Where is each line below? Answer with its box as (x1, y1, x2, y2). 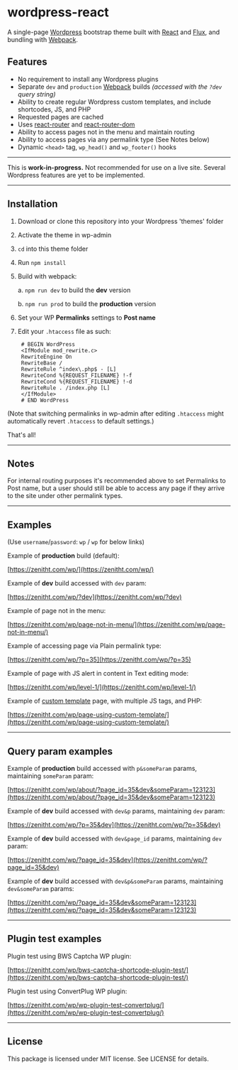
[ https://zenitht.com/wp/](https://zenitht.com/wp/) (7, 566, 154, 574)
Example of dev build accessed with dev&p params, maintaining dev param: (7, 807, 225, 815)
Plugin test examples (7, 933, 102, 945)
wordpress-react (7, 4, 110, 21)
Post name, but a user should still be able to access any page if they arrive (7, 484, 225, 492)
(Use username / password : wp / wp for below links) (7, 538, 145, 546)
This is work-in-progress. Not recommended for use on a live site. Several (7, 163, 226, 171)
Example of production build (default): (7, 551, 120, 560)
